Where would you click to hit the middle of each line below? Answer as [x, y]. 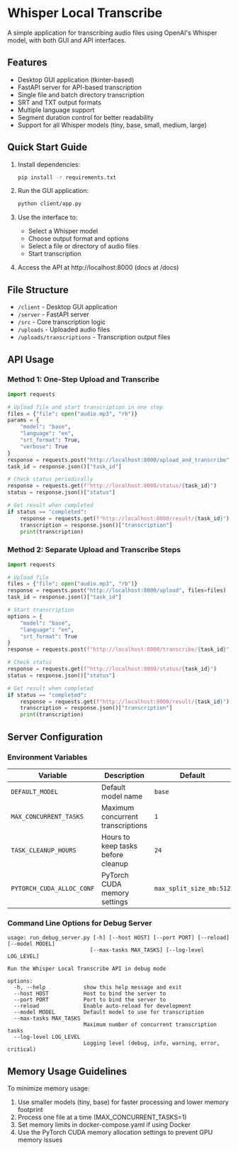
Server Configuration [55, 737]
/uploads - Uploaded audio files [64, 330]
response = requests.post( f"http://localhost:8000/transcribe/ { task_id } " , [120, 650]
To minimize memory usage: [49, 1089]
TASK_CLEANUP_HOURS [44, 850]
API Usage [31, 359]
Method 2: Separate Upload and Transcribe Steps [94, 550]
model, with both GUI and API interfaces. [67, 40]
